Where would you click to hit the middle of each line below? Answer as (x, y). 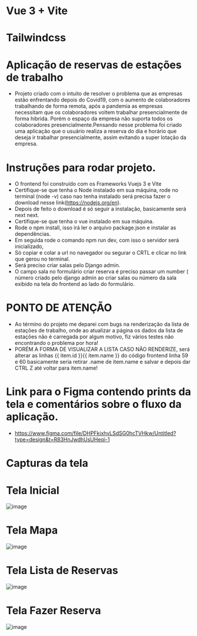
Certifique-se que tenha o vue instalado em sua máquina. (84, 222)
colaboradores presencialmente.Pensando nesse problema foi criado (98, 125)
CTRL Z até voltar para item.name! (56, 368)
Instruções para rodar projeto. (81, 168)
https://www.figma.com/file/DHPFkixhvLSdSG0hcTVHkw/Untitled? (95, 433)
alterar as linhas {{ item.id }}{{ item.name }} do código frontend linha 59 (101, 355)
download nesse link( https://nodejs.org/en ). (68, 203)
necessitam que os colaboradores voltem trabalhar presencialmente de (101, 113)
